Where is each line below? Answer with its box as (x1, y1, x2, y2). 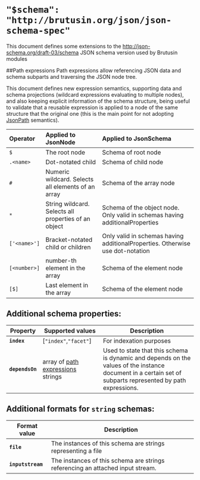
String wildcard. (45, 199, 90, 208)
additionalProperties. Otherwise (102, 239, 190, 247)
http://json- (122, 42, 151, 50)
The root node (45, 148, 85, 156)
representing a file (51, 447, 102, 455)
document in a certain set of (103, 368, 182, 377)
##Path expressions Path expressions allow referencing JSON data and (6, 67, 182, 74)
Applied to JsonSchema (102, 134, 171, 143)
